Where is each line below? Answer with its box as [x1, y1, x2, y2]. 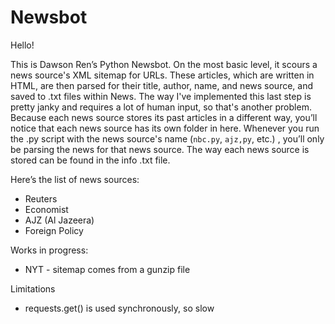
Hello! [10, 39, 35, 51]
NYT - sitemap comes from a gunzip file [24, 263, 191, 275]
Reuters [24, 192, 58, 205]
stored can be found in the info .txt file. [10, 154, 171, 166]
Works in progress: [10, 244, 89, 256]
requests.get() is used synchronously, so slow [24, 302, 215, 314]
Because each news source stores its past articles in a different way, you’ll [10, 111, 318, 123]
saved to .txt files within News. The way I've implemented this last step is [10, 90, 312, 102]
